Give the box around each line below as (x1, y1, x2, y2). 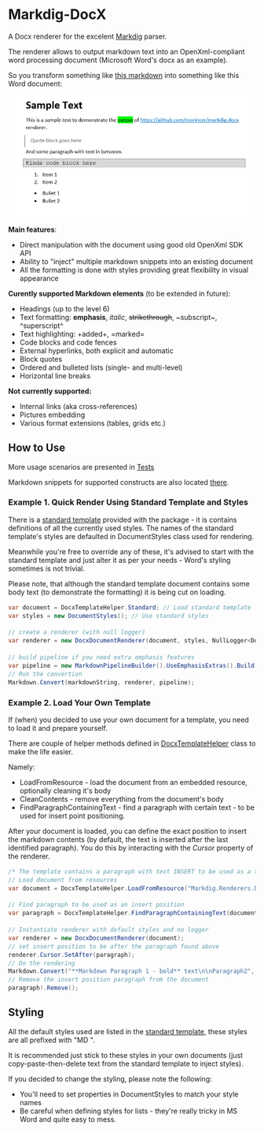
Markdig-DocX (8, 6, 107, 24)
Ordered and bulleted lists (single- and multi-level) (19, 363, 183, 372)
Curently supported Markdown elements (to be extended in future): (8, 289, 231, 298)
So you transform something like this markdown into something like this (8, 70, 240, 80)
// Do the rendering (8, 959, 76, 967)
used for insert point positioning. (19, 810, 126, 821)
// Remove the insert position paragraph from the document (8, 976, 210, 984)
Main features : (8, 225, 57, 234)
